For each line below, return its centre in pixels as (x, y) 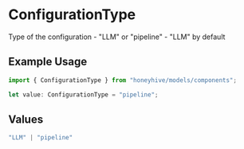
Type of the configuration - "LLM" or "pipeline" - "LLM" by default (117, 37)
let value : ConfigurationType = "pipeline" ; (83, 94)
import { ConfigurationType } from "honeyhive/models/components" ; (123, 80)
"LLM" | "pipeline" (41, 138)
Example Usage (48, 62)
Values (26, 119)
